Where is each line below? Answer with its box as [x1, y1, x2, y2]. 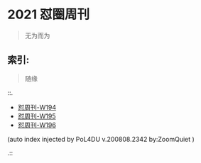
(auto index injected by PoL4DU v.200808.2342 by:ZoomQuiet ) [7, 135, 195, 143]
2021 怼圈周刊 [7, 6, 90, 23]
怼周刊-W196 [17, 120, 57, 129]
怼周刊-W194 [17, 103, 57, 111]
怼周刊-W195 [17, 111, 56, 120]
